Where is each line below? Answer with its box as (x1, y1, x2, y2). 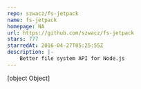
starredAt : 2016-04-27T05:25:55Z (7, 42, 104, 49)
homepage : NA (7, 23, 45, 30)
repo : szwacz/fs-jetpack (7, 10, 79, 17)
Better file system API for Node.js (19, 55, 126, 62)
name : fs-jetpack (7, 17, 57, 23)
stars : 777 (7, 36, 39, 43)
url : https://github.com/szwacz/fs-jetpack (7, 29, 135, 37)
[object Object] (7, 74, 50, 82)
